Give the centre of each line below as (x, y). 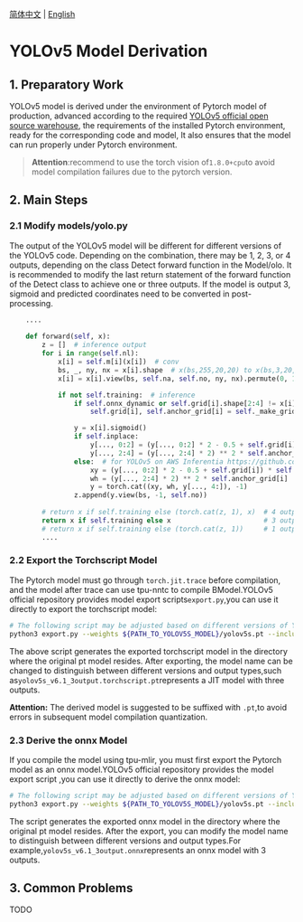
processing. (32, 303)
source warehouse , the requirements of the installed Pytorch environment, (147, 125)
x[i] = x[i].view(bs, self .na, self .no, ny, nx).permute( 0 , (173, 379)
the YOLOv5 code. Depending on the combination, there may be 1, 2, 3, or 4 (150, 255)
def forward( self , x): (68, 337)
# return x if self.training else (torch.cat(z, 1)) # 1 (159, 529)
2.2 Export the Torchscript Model (83, 560)
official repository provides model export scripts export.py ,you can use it (144, 599)
